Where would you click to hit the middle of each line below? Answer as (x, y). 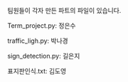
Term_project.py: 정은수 (42, 26)
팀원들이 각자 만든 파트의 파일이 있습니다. (64, 10)
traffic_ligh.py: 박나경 (38, 41)
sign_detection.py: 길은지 (44, 56)
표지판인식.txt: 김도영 (37, 71)
